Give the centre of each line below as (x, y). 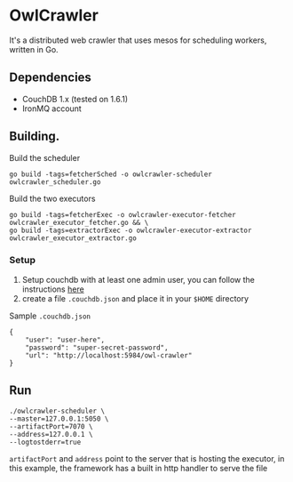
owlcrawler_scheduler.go (55, 182)
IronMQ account (51, 108)
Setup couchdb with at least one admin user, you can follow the (138, 279)
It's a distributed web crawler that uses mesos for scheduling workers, (138, 40)
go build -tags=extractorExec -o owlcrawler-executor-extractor (131, 230)
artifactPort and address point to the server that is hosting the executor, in (147, 458)
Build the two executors (52, 198)
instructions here (53, 289)
